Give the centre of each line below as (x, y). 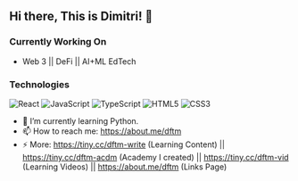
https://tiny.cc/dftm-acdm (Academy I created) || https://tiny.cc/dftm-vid (155, 157)
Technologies (39, 84)
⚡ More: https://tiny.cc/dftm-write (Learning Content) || (124, 144)
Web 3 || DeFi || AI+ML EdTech (79, 61)
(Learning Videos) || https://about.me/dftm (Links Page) (124, 167)
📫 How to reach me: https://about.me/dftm (102, 131)
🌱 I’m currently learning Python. (80, 120)
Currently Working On (58, 42)
